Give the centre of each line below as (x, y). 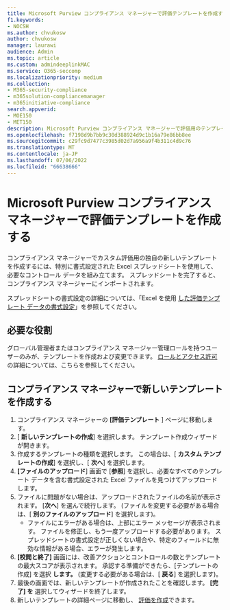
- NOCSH (18, 26)
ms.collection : (29, 84)
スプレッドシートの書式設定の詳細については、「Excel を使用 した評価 (105, 298)
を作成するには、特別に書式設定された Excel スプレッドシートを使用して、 (112, 266)
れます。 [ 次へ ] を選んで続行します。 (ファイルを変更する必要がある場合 (118, 506)
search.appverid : (32, 109)
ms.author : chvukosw (37, 33)
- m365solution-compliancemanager (56, 97)
